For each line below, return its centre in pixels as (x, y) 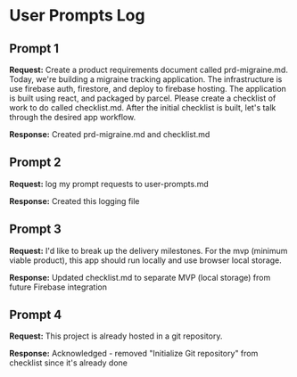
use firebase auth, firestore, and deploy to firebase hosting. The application (148, 89)
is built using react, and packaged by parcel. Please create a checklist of (143, 98)
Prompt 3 (36, 229)
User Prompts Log (77, 16)
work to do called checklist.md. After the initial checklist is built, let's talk (143, 107)
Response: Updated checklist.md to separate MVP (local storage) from (140, 277)
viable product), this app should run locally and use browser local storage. (146, 260)
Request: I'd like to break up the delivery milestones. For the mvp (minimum (148, 250)
